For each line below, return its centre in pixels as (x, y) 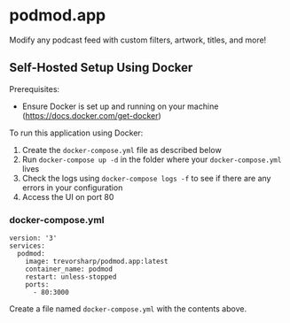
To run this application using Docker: (76, 133)
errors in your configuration (72, 188)
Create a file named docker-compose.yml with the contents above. (128, 309)
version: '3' (33, 238)
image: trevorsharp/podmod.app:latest (97, 262)
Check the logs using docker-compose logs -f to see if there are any (146, 178)
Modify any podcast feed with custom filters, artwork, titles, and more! (138, 40)
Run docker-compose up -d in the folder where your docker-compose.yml (152, 159)
